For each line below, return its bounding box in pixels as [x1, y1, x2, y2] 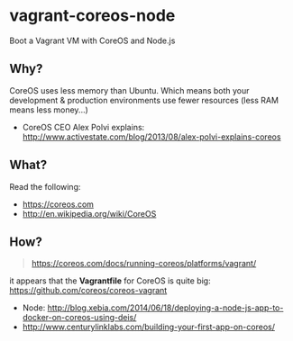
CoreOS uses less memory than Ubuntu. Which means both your [9, 85, 250, 95]
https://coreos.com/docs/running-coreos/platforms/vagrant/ [31, 258, 257, 269]
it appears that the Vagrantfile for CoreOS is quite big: [9, 275, 211, 286]
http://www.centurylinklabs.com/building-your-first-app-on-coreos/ [22, 321, 275, 333]
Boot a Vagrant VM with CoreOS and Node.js [9, 35, 176, 46]
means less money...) [9, 104, 88, 115]
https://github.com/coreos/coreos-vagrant [9, 285, 168, 296]
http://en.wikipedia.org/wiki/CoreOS [22, 208, 157, 219]
